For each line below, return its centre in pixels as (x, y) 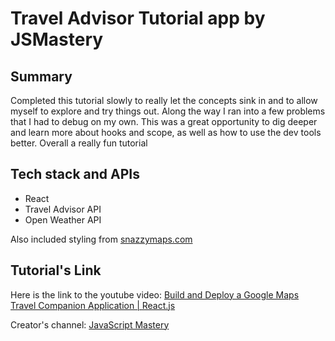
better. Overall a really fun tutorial (79, 143)
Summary (41, 76)
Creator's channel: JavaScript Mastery (90, 324)
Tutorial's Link (56, 270)
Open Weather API (63, 219)
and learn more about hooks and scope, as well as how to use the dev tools (166, 132)
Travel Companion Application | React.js (93, 305)
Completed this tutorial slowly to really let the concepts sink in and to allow (164, 100)
